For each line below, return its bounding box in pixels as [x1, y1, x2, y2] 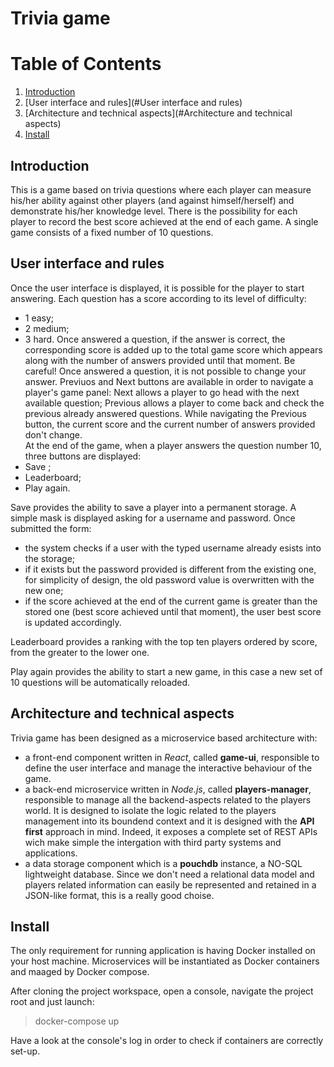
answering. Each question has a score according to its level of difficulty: [10, 292, 307, 304]
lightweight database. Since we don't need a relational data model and [24, 868, 315, 880]
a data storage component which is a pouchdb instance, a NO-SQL [24, 857, 303, 869]
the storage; [24, 552, 76, 564]
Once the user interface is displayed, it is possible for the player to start [10, 282, 305, 294]
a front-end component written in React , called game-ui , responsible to [24, 751, 320, 763]
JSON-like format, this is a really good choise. [24, 889, 215, 901]
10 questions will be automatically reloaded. [10, 676, 191, 688]
